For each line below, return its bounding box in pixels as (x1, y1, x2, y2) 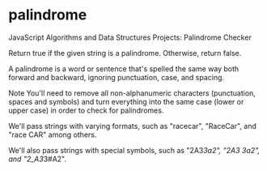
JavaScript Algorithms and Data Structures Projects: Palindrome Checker (8, 32, 252, 42)
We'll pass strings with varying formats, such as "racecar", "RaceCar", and (8, 121, 257, 130)
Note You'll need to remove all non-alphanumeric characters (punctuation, (8, 88, 256, 98)
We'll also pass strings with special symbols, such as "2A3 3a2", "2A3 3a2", (8, 145, 261, 155)
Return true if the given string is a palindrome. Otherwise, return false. (8, 48, 242, 58)
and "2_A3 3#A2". (8, 154, 67, 164)
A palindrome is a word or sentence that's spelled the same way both (8, 63, 239, 74)
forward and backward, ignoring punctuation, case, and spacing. (8, 72, 225, 82)
